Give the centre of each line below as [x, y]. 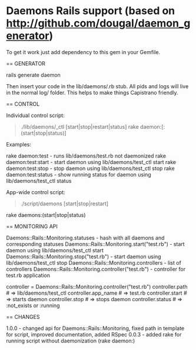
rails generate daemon [33, 75]
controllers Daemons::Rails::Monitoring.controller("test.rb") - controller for [96, 269]
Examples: [19, 144]
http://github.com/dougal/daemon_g [98, 23]
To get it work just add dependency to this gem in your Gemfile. [83, 52]
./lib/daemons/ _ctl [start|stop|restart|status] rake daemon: [91, 126]
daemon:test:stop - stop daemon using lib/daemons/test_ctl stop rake [90, 168]
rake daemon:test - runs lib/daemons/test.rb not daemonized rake [86, 156]
